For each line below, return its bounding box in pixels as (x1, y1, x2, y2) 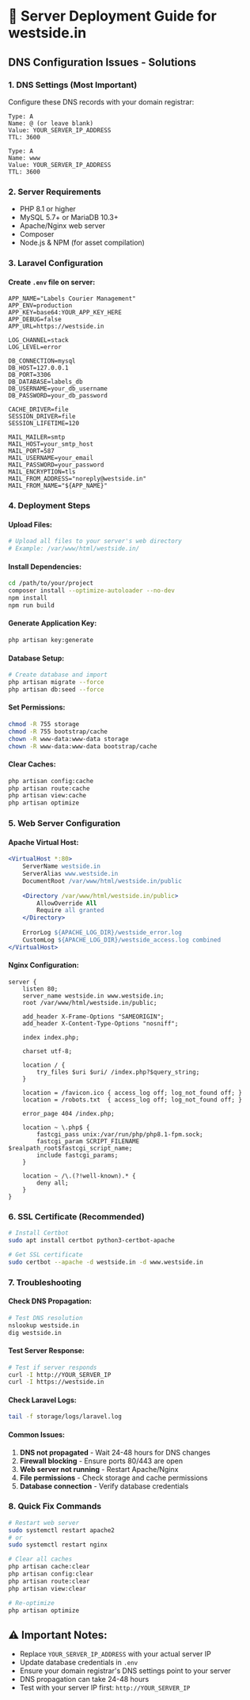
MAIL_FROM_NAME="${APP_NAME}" (8, 482, 108, 490)
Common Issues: (8, 1429, 66, 1439)
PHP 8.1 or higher (19, 204, 77, 214)
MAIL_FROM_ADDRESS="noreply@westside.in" (8, 475, 147, 483)
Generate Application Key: (8, 618, 97, 628)
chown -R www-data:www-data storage (8, 735, 129, 743)
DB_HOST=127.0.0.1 (8, 364, 69, 372)
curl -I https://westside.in (8, 1378, 104, 1386)
